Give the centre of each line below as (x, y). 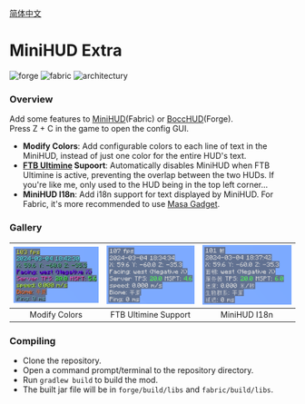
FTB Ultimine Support (150, 315)
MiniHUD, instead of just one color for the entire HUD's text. (134, 156)
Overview (31, 99)
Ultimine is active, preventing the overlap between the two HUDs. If (148, 175)
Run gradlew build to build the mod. (90, 380)
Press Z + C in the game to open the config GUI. (99, 129)
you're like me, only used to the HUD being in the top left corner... (145, 185)
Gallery (26, 228)
